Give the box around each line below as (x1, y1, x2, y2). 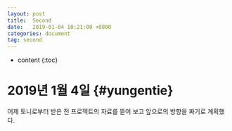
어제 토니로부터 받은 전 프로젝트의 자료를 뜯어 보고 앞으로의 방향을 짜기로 (7, 107, 206, 116)
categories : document (7, 30, 71, 37)
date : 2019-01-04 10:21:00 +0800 (7, 23, 112, 30)
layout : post (7, 10, 46, 18)
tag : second (7, 37, 42, 44)
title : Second (7, 17, 52, 24)
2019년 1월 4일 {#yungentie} (7, 82, 174, 99)
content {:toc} (17, 56, 58, 64)
